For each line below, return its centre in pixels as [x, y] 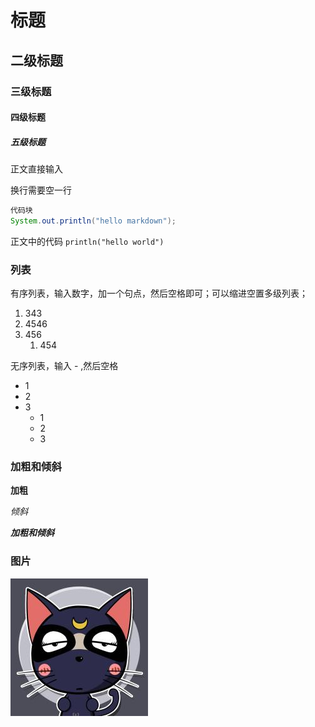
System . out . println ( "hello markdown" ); [93, 221]
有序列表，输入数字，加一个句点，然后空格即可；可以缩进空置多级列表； [159, 293]
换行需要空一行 [41, 190]
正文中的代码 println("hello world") [87, 241]
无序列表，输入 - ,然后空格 [64, 366]
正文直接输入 [36, 169]
